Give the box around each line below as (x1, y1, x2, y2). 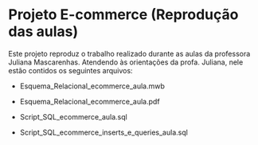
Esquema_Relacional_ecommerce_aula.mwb (19, 81, 166, 91)
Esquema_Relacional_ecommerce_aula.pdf (19, 96, 161, 106)
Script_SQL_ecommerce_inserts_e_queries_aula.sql (19, 127, 189, 137)
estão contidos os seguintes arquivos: (8, 65, 133, 75)
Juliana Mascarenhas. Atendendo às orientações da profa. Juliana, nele (8, 57, 244, 67)
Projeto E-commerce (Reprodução (8, 6, 239, 24)
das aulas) (8, 22, 78, 41)
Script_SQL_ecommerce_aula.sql (19, 112, 127, 121)
